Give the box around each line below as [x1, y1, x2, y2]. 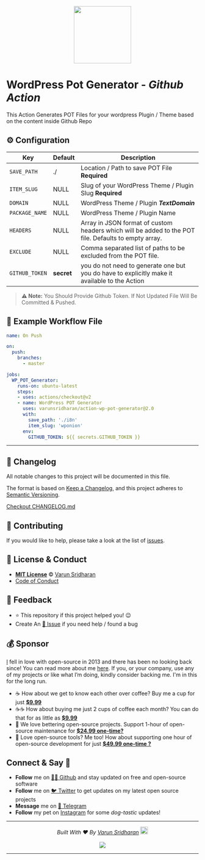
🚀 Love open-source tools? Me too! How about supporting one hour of [15, 733, 192, 741]
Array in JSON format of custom [81, 219, 173, 227]
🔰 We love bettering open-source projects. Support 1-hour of [15, 720, 168, 728]
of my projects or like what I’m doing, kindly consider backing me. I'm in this [6, 671, 197, 678]
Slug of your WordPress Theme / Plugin [81, 181, 194, 189]
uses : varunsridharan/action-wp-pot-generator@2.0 [22, 406, 154, 412]
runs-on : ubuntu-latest [17, 383, 78, 389]
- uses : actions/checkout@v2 [17, 394, 92, 400]
